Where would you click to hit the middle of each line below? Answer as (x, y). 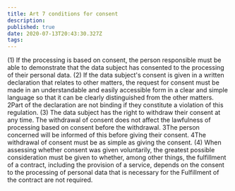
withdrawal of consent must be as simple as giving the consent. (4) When (114, 142)
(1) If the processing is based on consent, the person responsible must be (114, 60)
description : (26, 20)
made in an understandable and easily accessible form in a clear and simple (117, 90)
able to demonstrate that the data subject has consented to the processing (116, 68)
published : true (31, 27)
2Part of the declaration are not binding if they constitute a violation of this (115, 105)
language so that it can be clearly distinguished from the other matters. (110, 98)
